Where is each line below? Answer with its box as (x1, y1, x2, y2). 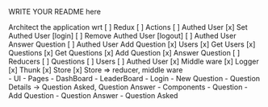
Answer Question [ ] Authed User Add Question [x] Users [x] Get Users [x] (8, 39, 256, 49)
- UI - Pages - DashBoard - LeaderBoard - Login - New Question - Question (8, 74, 261, 83)
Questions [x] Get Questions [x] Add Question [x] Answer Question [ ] (8, 48, 241, 57)
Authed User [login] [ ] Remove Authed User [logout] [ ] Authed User (8, 31, 237, 40)
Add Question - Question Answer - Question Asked (8, 91, 178, 100)
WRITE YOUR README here (8, 7, 101, 16)
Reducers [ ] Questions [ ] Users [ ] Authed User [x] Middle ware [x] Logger (8, 56, 260, 66)
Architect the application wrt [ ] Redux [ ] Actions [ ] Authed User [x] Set (8, 23, 248, 31)
